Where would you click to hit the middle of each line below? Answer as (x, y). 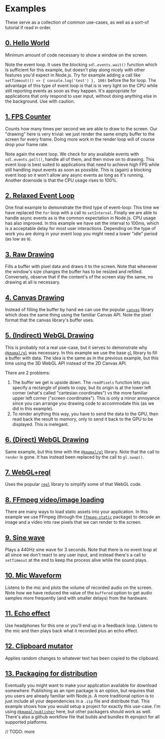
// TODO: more (20, 732)
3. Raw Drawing (30, 254)
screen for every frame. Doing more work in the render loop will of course (80, 139)
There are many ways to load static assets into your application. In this (77, 512)
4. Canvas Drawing (35, 297)
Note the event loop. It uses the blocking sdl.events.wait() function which (81, 64)
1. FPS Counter (28, 117)
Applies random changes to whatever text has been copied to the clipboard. (82, 658)
